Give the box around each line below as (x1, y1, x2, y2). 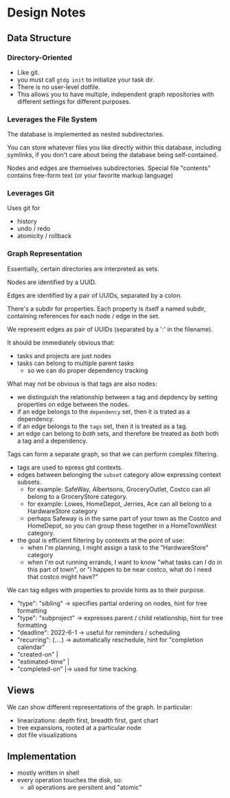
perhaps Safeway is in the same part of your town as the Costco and (27, 514, 222, 522)
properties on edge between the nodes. (16, 400, 130, 408)
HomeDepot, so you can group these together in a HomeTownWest (27, 521, 217, 530)
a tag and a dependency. (16, 436, 88, 445)
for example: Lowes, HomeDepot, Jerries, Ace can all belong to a (27, 500, 211, 508)
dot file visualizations (16, 731, 78, 739)
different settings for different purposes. (16, 97, 131, 106)
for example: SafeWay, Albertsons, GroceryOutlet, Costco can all (27, 485, 211, 493)
